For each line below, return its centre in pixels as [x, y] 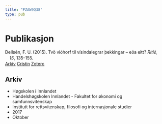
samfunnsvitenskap [32, 102]
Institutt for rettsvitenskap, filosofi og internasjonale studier [72, 107]
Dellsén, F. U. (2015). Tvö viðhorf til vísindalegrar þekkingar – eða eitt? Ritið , [81, 52]
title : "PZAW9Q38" [24, 10]
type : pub [15, 14]
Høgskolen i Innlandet [34, 91]
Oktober [21, 117]
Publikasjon [29, 39]
